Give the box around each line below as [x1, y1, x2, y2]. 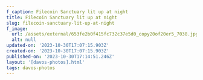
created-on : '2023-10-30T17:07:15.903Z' [6, 48, 110, 54]
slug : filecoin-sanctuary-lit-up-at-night [6, 20, 115, 26]
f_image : [6, 25, 28, 32]
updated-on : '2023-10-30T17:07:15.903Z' [6, 43, 110, 49]
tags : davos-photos [6, 64, 56, 71]
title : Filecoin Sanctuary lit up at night [6, 14, 118, 20]
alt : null [11, 37, 36, 43]
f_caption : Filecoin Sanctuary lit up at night [6, 8, 129, 15]
